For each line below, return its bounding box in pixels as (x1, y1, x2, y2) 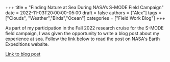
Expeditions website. (5, 41, 50, 47)
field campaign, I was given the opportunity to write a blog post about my (5, 30, 160, 36)
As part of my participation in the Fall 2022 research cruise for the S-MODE (5, 25, 164, 31)
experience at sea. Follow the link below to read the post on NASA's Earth (5, 36, 160, 42)
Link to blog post (5, 51, 41, 57)
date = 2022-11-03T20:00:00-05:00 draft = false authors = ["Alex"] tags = (5, 10, 162, 16)
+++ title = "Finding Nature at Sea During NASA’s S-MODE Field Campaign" (5, 5, 164, 10)
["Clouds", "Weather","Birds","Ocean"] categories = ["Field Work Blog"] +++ (5, 15, 165, 21)
